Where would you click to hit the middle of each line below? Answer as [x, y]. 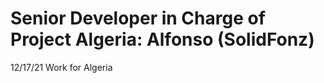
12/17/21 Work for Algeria [61, 67]
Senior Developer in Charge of [138, 18]
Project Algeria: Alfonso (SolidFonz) [162, 39]
